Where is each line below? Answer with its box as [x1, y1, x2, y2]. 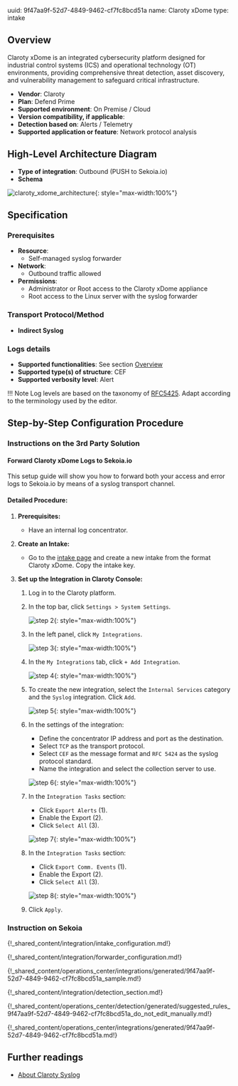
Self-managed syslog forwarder [28, 254, 122, 263]
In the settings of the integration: [28, 720, 124, 729]
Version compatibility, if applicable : [17, 112, 125, 120]
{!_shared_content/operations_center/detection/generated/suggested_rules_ [7, 1001, 231, 1010]
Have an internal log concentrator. [28, 525, 129, 534]
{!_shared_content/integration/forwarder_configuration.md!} [7, 953, 183, 961]
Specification [7, 210, 68, 222]
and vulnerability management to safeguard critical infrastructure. [7, 76, 200, 84]
